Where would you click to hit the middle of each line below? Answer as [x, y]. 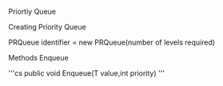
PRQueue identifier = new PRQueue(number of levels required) [112, 42]
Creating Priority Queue [47, 27]
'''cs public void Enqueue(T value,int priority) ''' [87, 73]
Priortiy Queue [32, 12]
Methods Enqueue [39, 58]
